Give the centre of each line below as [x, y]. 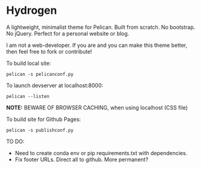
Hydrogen [31, 11]
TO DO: [16, 141]
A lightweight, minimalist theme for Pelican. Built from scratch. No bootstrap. [101, 27]
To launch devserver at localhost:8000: [55, 85]
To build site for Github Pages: [43, 119]
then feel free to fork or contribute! [49, 51]
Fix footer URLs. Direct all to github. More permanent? [82, 159]
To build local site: [28, 63]
